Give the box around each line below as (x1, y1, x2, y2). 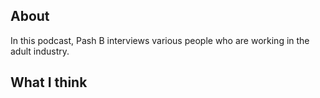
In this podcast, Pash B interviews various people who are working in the (10, 34, 310, 46)
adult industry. (10, 45, 70, 57)
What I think (10, 74, 88, 91)
